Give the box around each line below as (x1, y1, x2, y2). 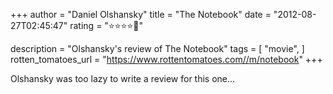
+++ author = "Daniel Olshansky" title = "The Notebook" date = (10, 9, 272, 20)
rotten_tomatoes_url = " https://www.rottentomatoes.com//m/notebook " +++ (10, 54, 323, 65)
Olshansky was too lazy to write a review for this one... (10, 73, 236, 84)
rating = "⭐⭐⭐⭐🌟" (69, 20, 143, 31)
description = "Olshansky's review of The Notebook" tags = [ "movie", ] (10, 43, 305, 54)
